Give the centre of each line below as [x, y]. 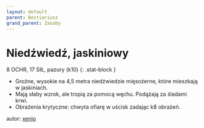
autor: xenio [21, 119]
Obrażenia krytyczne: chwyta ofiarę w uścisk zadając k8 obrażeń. [98, 107]
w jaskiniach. [31, 88]
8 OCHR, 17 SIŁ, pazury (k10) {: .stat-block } [61, 69]
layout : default [27, 12]
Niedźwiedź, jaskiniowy [67, 53]
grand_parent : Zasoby [34, 23]
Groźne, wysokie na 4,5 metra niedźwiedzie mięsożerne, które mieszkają [106, 82]
